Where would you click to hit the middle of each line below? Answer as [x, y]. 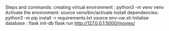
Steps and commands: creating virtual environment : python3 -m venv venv [85, 7]
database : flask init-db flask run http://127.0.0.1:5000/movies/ [70, 23]
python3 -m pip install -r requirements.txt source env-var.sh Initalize [77, 18]
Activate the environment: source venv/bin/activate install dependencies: [82, 12]
